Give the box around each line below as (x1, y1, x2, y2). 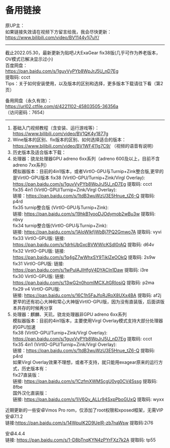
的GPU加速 (12, 324, 36, 330)
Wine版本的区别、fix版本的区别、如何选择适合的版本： (12, 136, 126, 143)
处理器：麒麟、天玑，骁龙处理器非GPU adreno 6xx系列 (12, 311, 127, 317)
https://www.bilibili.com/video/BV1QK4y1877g (12, 130, 109, 136)
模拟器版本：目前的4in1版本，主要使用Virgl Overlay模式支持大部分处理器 (12, 318, 163, 324)
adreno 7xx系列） (12, 162, 50, 168)
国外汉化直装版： (12, 390, 49, 396)
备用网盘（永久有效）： (5, 97, 52, 104)
